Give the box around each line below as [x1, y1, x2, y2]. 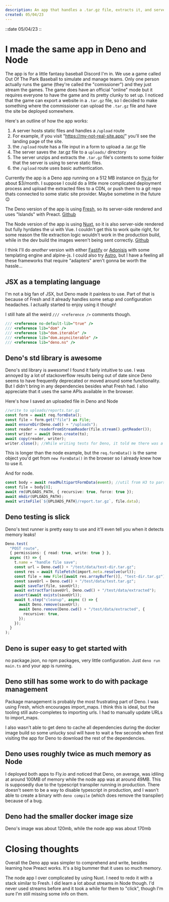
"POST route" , [10, 546, 39, 551]
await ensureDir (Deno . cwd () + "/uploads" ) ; [5, 422, 98, 427]
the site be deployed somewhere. [5, 108, 74, 114]
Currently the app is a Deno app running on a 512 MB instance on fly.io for [5, 175, 159, 181]
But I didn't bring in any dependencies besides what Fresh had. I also [5, 383, 148, 389]
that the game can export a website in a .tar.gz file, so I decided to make [5, 98, 157, 104]
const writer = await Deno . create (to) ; [5, 431, 89, 436]
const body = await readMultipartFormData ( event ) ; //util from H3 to [5, 480, 154, 485]
